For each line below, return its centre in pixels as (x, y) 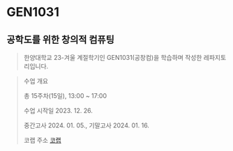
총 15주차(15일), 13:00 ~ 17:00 (65, 96)
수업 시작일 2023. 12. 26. (58, 111)
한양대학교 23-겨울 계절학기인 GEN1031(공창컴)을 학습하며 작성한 (113, 57)
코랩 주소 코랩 (42, 140)
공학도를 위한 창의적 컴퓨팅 (60, 39)
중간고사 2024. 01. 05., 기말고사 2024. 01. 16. (86, 125)
